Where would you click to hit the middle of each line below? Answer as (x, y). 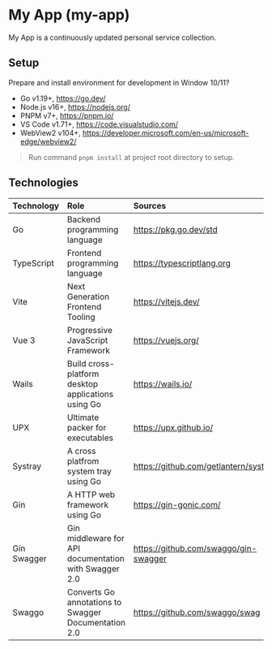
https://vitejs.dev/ (166, 301)
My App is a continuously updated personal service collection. (113, 37)
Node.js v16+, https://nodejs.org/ (75, 106)
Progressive (90, 330)
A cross (82, 451)
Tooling (81, 317)
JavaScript (88, 340)
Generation (89, 296)
